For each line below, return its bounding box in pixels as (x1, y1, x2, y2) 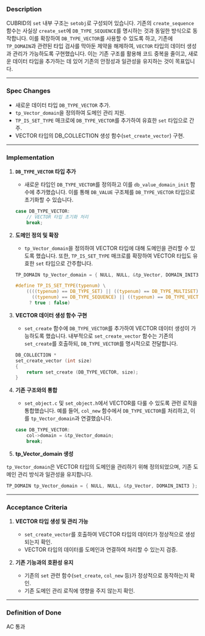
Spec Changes (6, 87, 51, 95)
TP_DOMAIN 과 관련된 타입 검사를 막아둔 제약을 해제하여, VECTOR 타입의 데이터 (6, 42, 185, 50)
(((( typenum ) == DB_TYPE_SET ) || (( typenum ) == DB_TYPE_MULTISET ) (26, 289, 199, 295)
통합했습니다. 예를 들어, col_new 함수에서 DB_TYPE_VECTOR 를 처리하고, (24, 407, 189, 414)
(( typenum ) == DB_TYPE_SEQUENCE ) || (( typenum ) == (31, 294, 164, 300)
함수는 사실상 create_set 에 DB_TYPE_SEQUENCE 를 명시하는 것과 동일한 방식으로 (6, 27, 192, 35)
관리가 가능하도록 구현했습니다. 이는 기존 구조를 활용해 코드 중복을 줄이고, (12, 50, 187, 57)
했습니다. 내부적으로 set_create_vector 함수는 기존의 (45, 332, 174, 339)
